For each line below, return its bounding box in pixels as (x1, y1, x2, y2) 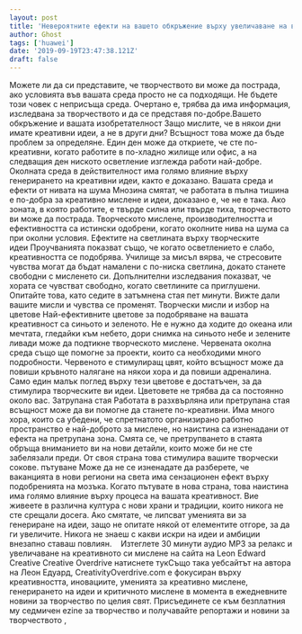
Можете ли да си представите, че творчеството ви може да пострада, (9, 80, 280, 90)
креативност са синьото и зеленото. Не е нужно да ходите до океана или (9, 318, 293, 329)
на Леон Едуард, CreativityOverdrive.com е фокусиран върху (9, 567, 242, 577)
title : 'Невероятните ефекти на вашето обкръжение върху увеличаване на (9, 22, 288, 31)
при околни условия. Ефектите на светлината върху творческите (9, 233, 260, 243)
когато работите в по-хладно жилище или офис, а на (53, 147, 258, 157)
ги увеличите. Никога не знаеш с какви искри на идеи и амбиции (9, 529, 261, 540)
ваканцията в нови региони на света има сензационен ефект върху (9, 471, 270, 482)
